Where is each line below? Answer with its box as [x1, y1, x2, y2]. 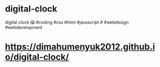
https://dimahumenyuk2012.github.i [5, 41, 155, 53]
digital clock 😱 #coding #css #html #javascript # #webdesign [5, 19, 129, 25]
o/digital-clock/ [5, 52, 69, 63]
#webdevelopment [5, 24, 43, 30]
